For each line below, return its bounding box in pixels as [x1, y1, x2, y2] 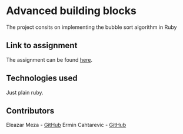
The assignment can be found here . [6, 56, 93, 63]
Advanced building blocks [6, 4, 137, 18]
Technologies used [6, 73, 78, 83]
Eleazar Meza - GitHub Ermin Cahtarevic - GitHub [6, 122, 127, 129]
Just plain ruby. [6, 89, 44, 96]
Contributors [6, 106, 55, 116]
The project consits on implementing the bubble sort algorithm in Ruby [6, 24, 177, 31]
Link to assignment [6, 41, 78, 51]
